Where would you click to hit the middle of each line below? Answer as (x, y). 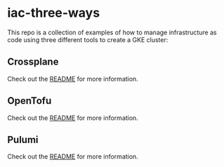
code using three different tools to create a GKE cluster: (88, 39)
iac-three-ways (54, 13)
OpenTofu (29, 101)
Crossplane (33, 62)
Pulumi (23, 139)
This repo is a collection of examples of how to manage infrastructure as (112, 32)
